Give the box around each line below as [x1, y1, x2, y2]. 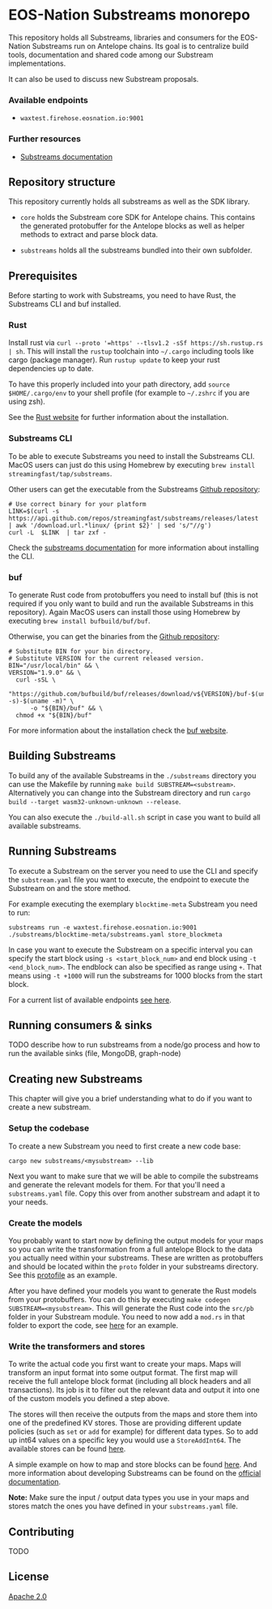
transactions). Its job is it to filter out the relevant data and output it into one [8, 1385, 261, 1395]
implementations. [8, 58, 66, 68]
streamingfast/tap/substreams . [8, 469, 113, 478]
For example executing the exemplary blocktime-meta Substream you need [8, 899, 257, 909]
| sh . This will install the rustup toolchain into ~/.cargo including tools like [8, 347, 254, 357]
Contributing [8, 1525, 74, 1538]
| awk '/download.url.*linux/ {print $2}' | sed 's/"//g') [8, 521, 212, 530]
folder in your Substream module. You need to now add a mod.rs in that [8, 1312, 245, 1321]
